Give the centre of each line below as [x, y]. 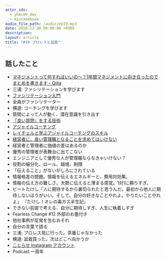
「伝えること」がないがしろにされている [54, 170]
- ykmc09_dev [23, 14]
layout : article [22, 38]
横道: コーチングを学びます [40, 108]
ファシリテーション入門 [36, 95]
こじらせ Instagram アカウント [44, 245]
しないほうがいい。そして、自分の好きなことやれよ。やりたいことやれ [89, 195]
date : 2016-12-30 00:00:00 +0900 [40, 28]
